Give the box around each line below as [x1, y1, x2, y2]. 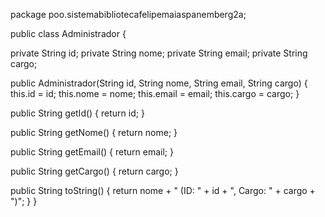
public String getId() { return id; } [10, 107, 145, 119]
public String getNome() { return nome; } [10, 127, 178, 138]
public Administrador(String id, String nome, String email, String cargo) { [10, 77, 308, 89]
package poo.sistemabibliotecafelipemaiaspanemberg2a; [10, 9, 247, 20]
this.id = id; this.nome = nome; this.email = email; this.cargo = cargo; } [10, 88, 300, 99]
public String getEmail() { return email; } [10, 146, 174, 158]
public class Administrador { [10, 28, 127, 39]
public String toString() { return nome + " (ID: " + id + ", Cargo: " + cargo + [10, 185, 316, 196]
